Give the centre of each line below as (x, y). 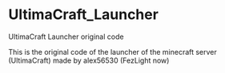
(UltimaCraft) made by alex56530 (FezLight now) (89, 60)
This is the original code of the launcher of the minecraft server (113, 52)
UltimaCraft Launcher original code (66, 36)
